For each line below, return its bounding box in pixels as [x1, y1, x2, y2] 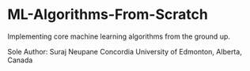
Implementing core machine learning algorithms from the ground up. [7, 32, 231, 41]
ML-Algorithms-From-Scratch [7, 6, 209, 24]
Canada [7, 55, 33, 65]
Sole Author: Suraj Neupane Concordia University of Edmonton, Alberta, [7, 47, 242, 56]
